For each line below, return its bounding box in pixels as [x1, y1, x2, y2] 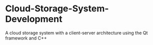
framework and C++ [5, 35, 47, 41]
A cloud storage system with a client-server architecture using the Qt [5, 30, 148, 36]
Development [5, 13, 63, 25]
